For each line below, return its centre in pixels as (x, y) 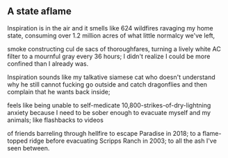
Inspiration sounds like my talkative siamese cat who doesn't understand (111, 77)
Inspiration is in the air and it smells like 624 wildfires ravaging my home (110, 28)
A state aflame (39, 11)
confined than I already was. (48, 63)
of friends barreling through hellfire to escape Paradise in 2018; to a (104, 133)
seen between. (28, 148)
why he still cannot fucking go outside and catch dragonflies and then (107, 84)
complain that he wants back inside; (59, 91)
